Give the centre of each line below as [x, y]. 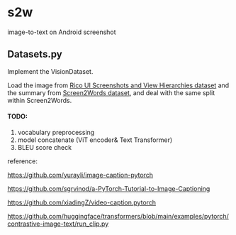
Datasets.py [35, 54]
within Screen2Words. [40, 100]
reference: [22, 161]
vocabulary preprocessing [56, 132]
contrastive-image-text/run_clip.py [58, 224]
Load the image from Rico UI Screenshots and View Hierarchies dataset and [118, 85]
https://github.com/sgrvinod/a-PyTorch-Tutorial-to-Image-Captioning [109, 188]
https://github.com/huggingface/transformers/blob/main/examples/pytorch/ [118, 216]
